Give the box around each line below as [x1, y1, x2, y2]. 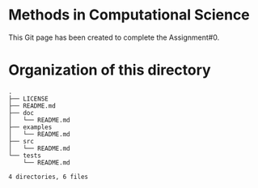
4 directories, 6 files [8, 173, 89, 181]
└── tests [8, 152, 42, 160]
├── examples [8, 123, 53, 131]
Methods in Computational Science [8, 6, 251, 24]
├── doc [8, 109, 35, 117]
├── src [8, 137, 35, 145]
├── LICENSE [8, 95, 49, 103]
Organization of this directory [8, 61, 212, 79]
